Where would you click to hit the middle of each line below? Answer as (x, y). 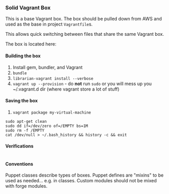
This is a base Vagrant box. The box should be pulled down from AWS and (84, 19)
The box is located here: (31, 44)
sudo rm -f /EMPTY (25, 130)
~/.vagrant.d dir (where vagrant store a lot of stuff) (66, 89)
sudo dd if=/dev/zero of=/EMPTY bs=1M (47, 126)
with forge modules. (26, 186)
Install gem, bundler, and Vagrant (48, 67)
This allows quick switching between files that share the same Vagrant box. (85, 34)
